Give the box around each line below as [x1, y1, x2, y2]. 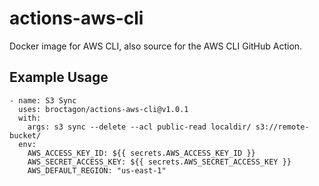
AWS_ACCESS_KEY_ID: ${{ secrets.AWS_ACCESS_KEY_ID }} [27, 148, 256, 158]
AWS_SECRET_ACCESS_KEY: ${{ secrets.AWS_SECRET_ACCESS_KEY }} [27, 157, 292, 167]
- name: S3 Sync [9, 95, 77, 106]
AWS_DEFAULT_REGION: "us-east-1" [27, 165, 167, 176]
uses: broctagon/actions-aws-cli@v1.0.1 [18, 104, 189, 114]
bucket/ [9, 130, 42, 141]
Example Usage [9, 69, 109, 86]
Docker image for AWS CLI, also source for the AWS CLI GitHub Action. [9, 40, 303, 52]
